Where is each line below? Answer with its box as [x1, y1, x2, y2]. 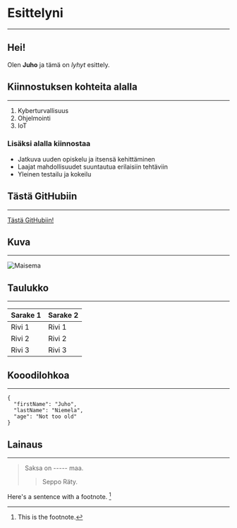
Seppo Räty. [42, 477, 78, 486]
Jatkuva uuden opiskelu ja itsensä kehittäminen [17, 155, 155, 163]
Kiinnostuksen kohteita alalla [7, 81, 138, 93]
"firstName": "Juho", [13, 401, 78, 408]
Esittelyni [7, 5, 63, 21]
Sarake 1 [11, 311, 42, 320]
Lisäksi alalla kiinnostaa [7, 139, 90, 149]
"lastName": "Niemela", [13, 407, 83, 414]
